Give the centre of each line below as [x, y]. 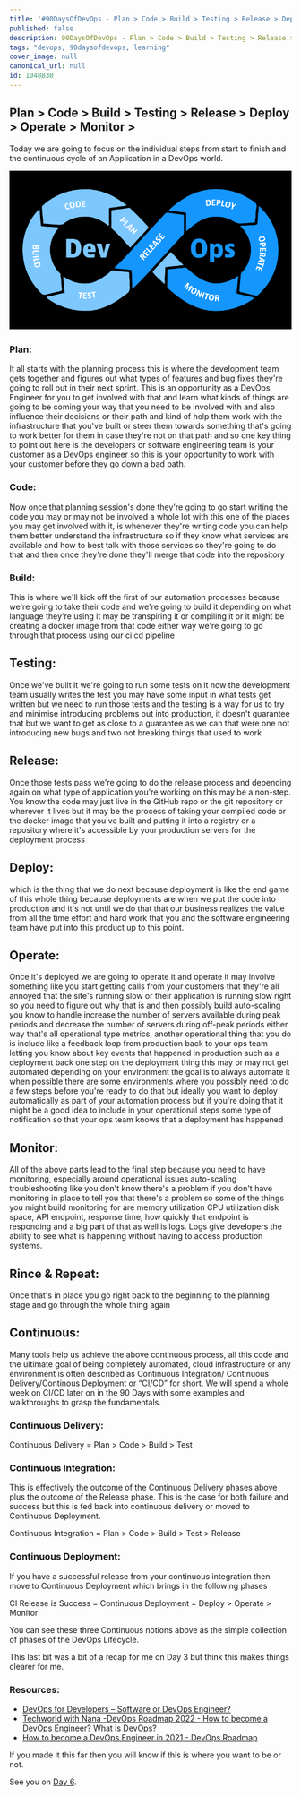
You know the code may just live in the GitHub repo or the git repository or [146, 801]
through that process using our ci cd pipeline [92, 635]
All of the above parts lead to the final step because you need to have [138, 1170]
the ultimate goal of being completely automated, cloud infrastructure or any [150, 1364]
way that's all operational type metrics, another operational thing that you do [150, 1034]
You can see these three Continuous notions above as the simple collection [148, 1629]
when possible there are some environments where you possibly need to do [149, 1082]
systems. [26, 1246]
